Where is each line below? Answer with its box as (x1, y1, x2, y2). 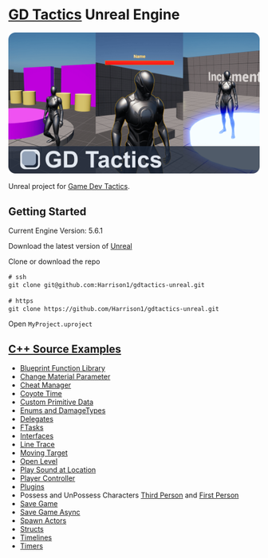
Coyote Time (19, 389, 62, 399)
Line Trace (19, 440, 56, 450)
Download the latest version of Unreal (8, 242, 133, 251)
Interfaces (19, 431, 54, 441)
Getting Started (8, 205, 87, 218)
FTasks (19, 422, 44, 432)
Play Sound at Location (19, 465, 97, 475)
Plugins (19, 482, 45, 492)
